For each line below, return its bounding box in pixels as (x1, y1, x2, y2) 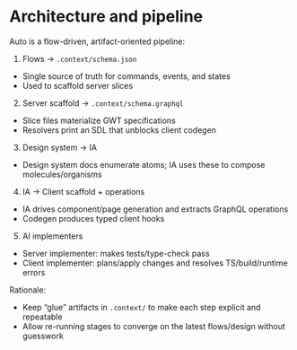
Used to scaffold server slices (22, 80, 133, 91)
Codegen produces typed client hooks (22, 213, 165, 223)
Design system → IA (22, 142, 97, 153)
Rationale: (9, 284, 47, 295)
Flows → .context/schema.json (22, 53, 137, 64)
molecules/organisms (22, 169, 102, 179)
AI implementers (22, 231, 83, 241)
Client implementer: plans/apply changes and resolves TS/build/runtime (22, 258, 289, 268)
